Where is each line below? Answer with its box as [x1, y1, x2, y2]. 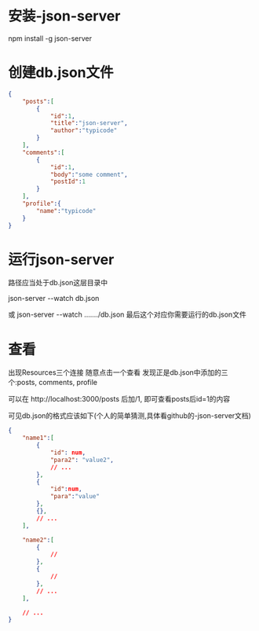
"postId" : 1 [49, 178, 86, 185]
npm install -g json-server [8, 33, 93, 43]
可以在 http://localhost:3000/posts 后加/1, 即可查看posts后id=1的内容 [8, 394, 231, 404]
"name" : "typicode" [36, 207, 97, 215]
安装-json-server [8, 7, 121, 25]
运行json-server [8, 251, 115, 268]
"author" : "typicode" [49, 127, 118, 134]
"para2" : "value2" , [49, 456, 114, 464]
